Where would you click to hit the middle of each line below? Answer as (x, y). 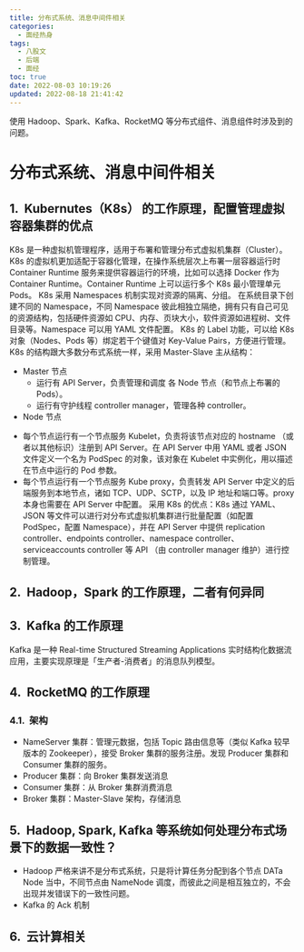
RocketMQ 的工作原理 (88, 692)
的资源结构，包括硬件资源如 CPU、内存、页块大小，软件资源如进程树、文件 (150, 317)
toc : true (28, 77)
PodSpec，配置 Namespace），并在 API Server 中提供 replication (144, 526)
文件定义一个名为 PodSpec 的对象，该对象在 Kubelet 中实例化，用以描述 (157, 458)
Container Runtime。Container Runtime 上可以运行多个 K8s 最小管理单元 (145, 284)
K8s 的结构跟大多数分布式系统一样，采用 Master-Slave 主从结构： (132, 352)
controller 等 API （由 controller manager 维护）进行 (184, 549)
